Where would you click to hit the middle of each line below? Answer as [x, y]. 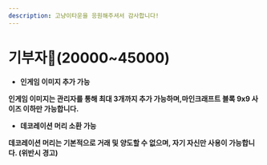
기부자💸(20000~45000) [89, 58]
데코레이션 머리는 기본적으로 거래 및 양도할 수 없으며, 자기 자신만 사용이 [118, 143]
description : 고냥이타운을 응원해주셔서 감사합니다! [84, 16]
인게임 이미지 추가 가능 [55, 82]
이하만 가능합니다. [51, 108]
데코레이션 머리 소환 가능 [58, 126]
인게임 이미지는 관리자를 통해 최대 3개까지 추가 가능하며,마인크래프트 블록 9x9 [129, 99]
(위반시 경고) [38, 152]
